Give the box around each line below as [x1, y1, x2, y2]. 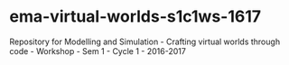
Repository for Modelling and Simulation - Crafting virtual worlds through [9, 36, 281, 47]
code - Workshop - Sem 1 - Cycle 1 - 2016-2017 [9, 45, 187, 56]
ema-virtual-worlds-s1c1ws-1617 [9, 6, 262, 27]
